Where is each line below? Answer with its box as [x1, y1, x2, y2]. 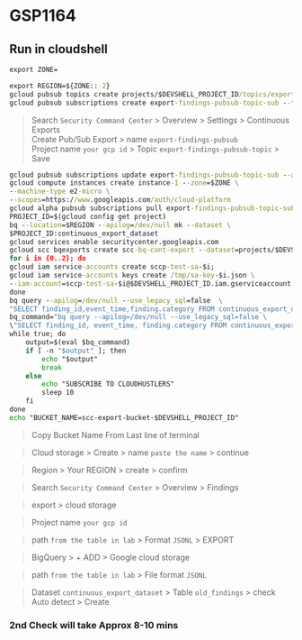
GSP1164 [9, 5, 76, 26]
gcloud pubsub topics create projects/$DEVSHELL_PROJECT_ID [9, 89, 240, 99]
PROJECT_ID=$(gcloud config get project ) [9, 212, 167, 221]
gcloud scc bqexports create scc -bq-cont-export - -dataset [9, 245, 235, 255]
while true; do [9, 330, 67, 339]
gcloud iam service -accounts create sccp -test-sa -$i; [9, 262, 216, 271]
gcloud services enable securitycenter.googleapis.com [9, 237, 219, 246]
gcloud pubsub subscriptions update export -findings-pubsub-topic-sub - [9, 170, 288, 179]
